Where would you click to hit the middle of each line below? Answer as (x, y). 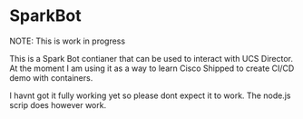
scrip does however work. (58, 104)
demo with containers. (51, 77)
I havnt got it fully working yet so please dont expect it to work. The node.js (150, 95)
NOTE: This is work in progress (67, 41)
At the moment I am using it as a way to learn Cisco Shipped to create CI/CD (152, 68)
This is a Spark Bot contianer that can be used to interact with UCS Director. (151, 58)
